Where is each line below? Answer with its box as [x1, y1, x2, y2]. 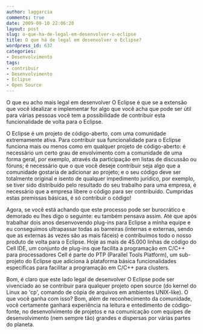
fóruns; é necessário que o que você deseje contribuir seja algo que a [6, 162, 181, 169]
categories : [6, 48, 36, 55]
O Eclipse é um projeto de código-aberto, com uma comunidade [6, 130, 166, 137]
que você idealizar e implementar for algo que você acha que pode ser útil [6, 105, 192, 112]
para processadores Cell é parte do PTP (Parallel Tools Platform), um [6, 251, 178, 258]
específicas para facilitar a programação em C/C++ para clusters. [6, 264, 170, 271]
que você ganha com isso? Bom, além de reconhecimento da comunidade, [6, 295, 192, 302]
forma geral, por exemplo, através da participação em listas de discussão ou [6, 156, 197, 162]
